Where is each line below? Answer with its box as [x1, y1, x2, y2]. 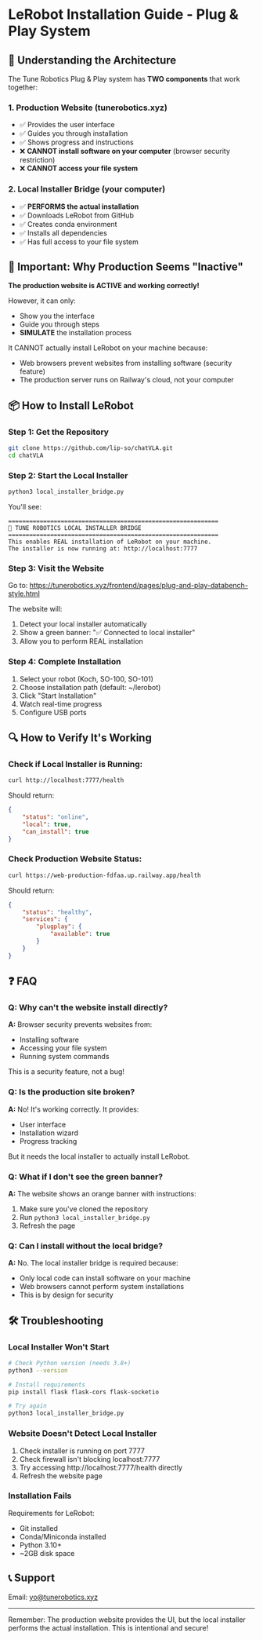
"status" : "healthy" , [22, 908, 92, 916]
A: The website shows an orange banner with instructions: [8, 1189, 197, 1198]
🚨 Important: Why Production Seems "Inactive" [8, 260, 244, 273]
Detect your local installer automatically [19, 619, 147, 629]
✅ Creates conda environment [19, 219, 117, 228]
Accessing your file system [19, 1043, 107, 1053]
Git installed [19, 1523, 59, 1532]
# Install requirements [8, 1380, 86, 1389]
